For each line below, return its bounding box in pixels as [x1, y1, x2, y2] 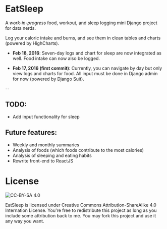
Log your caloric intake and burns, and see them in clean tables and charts [5, 35, 161, 41]
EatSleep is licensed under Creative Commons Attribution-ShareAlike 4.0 [5, 202, 156, 208]
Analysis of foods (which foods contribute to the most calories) [12, 147, 144, 153]
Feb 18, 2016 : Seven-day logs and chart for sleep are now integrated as [12, 50, 161, 56]
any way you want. [5, 218, 44, 224]
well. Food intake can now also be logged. [12, 55, 100, 61]
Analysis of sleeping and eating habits [12, 152, 92, 158]
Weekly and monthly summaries [12, 142, 80, 148]
